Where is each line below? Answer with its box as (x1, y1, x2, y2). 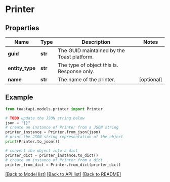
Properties (5, 24, 39, 32)
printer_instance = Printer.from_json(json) (5, 130, 101, 135)
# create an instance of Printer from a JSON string (5, 125, 119, 130)
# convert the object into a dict (5, 148, 78, 153)
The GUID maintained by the (58, 47, 125, 54)
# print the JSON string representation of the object (5, 135, 123, 140)
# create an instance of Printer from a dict (5, 157, 103, 162)
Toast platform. (58, 53, 94, 60)
